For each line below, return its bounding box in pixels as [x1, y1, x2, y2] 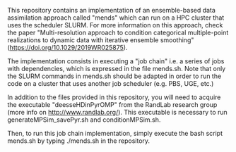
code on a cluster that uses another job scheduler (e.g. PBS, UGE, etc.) [7, 80, 214, 87]
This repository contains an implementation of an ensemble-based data [7, 6, 216, 14]
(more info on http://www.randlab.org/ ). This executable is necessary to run [7, 108, 228, 116]
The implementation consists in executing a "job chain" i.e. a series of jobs [7, 57, 225, 65]
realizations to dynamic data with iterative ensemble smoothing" [7, 36, 194, 44]
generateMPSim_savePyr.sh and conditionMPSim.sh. [7, 115, 161, 124]
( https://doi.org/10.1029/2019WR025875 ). [7, 44, 128, 51]
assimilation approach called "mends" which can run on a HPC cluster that [7, 13, 225, 22]
